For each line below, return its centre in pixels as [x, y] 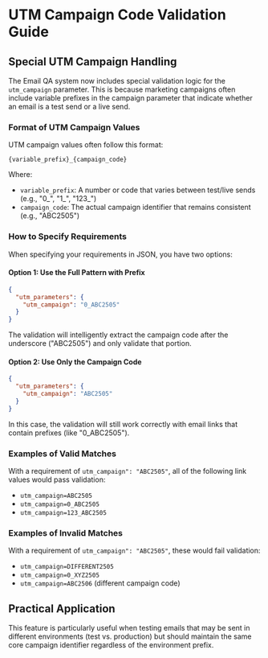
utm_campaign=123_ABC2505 [63, 513]
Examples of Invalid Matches [65, 533]
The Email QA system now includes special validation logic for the [117, 81]
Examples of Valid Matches [62, 454]
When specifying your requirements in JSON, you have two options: [120, 254]
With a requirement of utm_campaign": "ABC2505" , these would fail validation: [134, 551]
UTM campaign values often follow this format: [86, 145]
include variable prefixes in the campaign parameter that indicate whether [130, 98]
